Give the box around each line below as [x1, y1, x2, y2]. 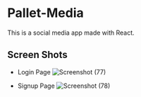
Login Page [17, 67, 51, 76]
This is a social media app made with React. [7, 28, 135, 37]
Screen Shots [7, 49, 68, 61]
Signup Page [17, 81, 55, 90]
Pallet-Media [7, 5, 85, 21]
